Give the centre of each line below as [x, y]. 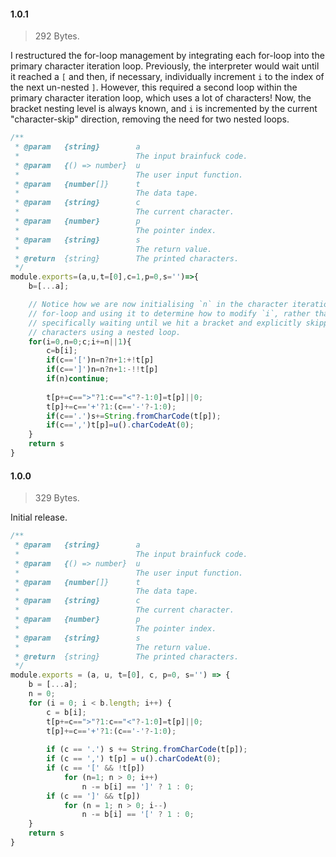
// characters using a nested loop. [105, 332]
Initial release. [39, 517]
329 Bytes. [57, 498]
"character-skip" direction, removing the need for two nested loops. [150, 119]
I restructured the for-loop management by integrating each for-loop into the [167, 56]
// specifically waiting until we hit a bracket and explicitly [165, 323]
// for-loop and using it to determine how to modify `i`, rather [169, 313]
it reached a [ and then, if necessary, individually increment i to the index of [167, 77]
